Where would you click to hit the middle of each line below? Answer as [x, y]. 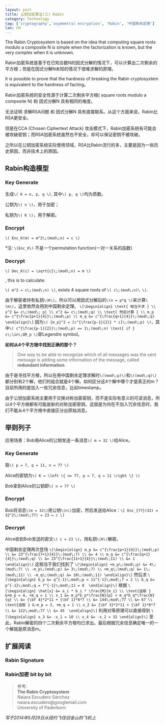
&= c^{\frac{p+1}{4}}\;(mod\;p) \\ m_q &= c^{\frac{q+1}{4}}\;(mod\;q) [80, 317]
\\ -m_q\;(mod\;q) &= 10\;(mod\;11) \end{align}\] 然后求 [87, 575]
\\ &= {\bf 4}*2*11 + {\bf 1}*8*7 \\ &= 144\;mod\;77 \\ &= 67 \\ [83, 600]
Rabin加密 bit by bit [28, 675]
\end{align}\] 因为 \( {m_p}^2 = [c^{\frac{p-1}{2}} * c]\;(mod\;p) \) [78, 322]
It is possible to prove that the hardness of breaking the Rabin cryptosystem [82, 79]
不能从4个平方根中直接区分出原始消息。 [49, 410]
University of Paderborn [41, 707]
